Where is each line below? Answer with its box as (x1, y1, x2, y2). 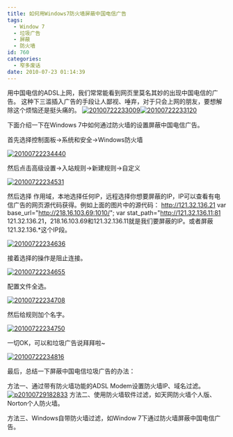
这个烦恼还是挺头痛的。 (13, 106, 81, 114)
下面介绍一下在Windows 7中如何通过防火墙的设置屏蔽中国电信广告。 (7, 120, 204, 129)
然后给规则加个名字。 (7, 310, 68, 319)
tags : (7, 17, 23, 24)
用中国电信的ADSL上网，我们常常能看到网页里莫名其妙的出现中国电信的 (7, 88, 212, 97)
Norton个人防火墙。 (7, 399, 64, 407)
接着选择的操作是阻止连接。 (7, 253, 87, 262)
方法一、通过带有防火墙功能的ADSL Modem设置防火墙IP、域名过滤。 (7, 381, 205, 390)
